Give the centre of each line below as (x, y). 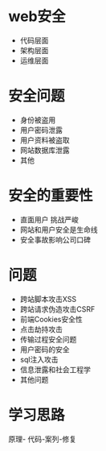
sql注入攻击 (39, 359)
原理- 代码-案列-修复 (43, 439)
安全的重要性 (51, 196)
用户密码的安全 (45, 349)
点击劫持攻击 (41, 329)
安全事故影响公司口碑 (55, 239)
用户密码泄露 (41, 130)
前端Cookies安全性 (51, 319)
